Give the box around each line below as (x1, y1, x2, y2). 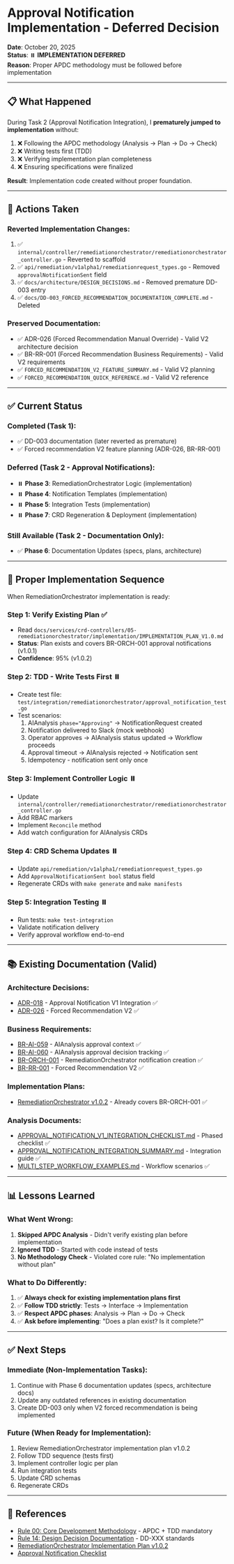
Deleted (17, 301, 40, 310)
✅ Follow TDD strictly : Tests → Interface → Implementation (17, 1301, 189, 1310)
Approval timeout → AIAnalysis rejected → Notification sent (27, 748, 198, 757)
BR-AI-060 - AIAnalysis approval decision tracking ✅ (17, 1048, 169, 1057)
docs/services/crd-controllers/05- (33, 627, 137, 634)
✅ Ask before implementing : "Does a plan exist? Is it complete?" (17, 1317, 204, 1325)
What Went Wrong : (7, 1215, 74, 1224)
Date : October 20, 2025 (7, 43, 76, 51)
